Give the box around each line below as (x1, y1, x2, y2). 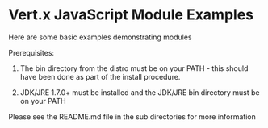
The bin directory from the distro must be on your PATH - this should (19, 63, 249, 73)
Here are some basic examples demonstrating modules (8, 32, 192, 42)
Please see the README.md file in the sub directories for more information (8, 111, 256, 122)
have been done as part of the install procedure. (19, 72, 181, 81)
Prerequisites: (8, 47, 55, 57)
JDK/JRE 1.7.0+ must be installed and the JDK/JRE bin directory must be (19, 87, 260, 97)
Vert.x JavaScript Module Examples (8, 6, 254, 24)
